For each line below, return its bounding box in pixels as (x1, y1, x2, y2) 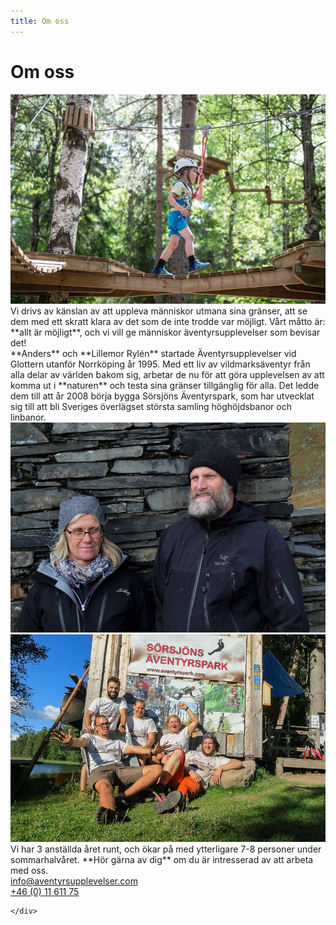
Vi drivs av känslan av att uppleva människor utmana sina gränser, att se (10, 305, 308, 317)
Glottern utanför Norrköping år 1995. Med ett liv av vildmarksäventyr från (10, 358, 311, 370)
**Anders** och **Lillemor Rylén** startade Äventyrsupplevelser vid (10, 348, 297, 360)
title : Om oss (10, 16, 70, 26)
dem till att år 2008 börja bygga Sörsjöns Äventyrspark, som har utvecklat (10, 390, 315, 402)
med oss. (10, 864, 49, 876)
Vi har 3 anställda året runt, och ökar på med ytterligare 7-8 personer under (10, 843, 322, 855)
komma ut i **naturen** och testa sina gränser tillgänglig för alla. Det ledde (10, 380, 320, 392)
